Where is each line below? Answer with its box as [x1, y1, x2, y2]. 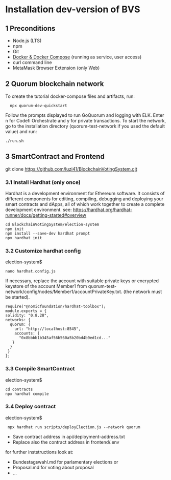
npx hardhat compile [5, 391, 50, 396]
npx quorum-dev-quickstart [10, 103, 67, 108]
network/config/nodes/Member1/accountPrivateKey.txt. [5, 288, 123, 295]
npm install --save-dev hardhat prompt [5, 231, 90, 236]
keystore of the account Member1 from [5, 283, 87, 289]
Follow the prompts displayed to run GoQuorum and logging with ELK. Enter [5, 112, 164, 118]
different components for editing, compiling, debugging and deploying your [5, 196, 164, 202]
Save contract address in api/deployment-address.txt [12, 433, 125, 440]
